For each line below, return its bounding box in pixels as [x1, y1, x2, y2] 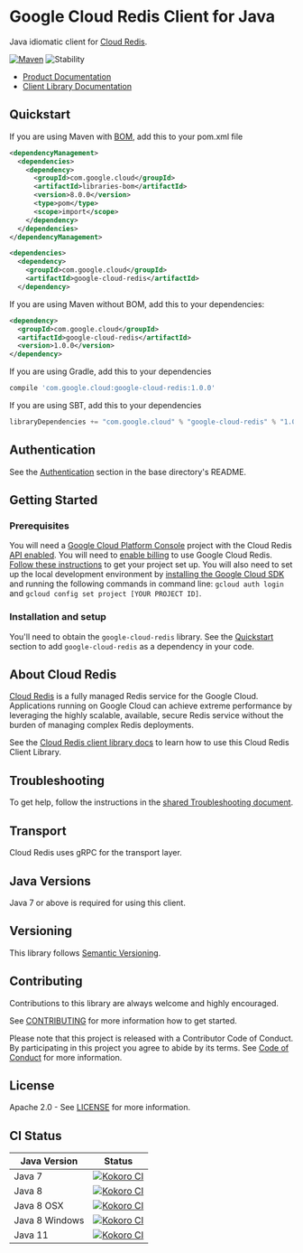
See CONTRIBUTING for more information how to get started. [9, 1015, 237, 1026]
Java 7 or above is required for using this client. [9, 897, 187, 908]
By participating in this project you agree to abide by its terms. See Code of [9, 1042, 289, 1053]
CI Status [9, 1127, 62, 1144]
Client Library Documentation [22, 80, 133, 91]
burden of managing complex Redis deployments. [9, 720, 194, 731]
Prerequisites [9, 519, 69, 532]
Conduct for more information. [9, 1052, 123, 1062]
